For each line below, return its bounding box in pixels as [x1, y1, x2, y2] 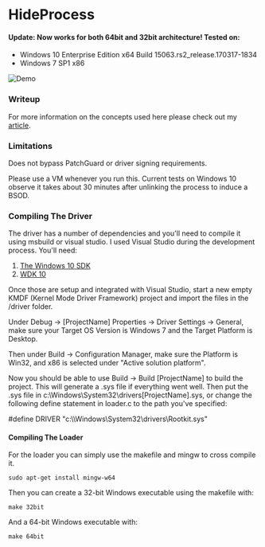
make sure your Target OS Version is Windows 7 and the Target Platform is [8, 326, 253, 335]
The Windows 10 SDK [19, 261, 92, 271]
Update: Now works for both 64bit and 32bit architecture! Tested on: [8, 32, 240, 41]
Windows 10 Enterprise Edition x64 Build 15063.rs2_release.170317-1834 [19, 50, 257, 60]
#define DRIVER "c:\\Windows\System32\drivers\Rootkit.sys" [8, 414, 208, 424]
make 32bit [8, 503, 45, 511]
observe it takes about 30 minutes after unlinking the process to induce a [8, 182, 248, 192]
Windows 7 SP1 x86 [19, 58, 85, 68]
